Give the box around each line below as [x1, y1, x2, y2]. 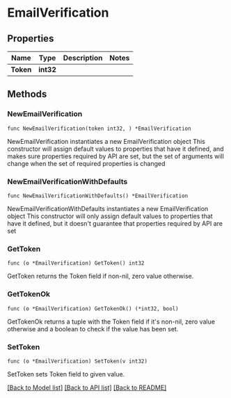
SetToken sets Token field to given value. [7, 370, 125, 378]
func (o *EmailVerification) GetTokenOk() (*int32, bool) [7, 305, 179, 312]
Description [63, 53, 103, 63]
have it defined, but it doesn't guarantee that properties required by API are [7, 219, 223, 227]
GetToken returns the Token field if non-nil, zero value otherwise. [7, 272, 194, 281]
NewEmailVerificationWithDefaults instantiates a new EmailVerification [7, 204, 209, 213]
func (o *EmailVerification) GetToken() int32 [7, 260, 145, 267]
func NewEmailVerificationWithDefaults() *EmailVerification [7, 192, 189, 199]
